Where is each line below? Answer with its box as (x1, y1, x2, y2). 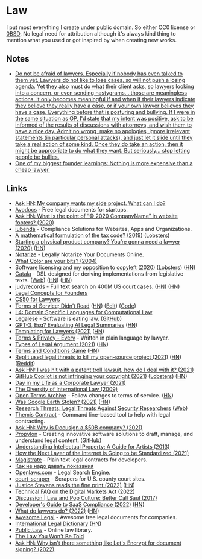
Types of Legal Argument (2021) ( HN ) (14, 340, 109, 347)
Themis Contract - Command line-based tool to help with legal (14, 411, 171, 418)
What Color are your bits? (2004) (14, 257, 98, 264)
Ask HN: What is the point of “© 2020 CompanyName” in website (14, 212, 178, 219)
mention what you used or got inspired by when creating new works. (6, 36, 177, 43)
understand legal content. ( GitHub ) (14, 437, 102, 444)
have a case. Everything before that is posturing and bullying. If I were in (14, 108, 195, 115)
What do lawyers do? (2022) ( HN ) (14, 507, 99, 514)
